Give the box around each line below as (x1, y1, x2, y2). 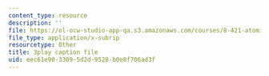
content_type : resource (8, 11, 88, 20)
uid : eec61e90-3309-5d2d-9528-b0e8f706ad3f (8, 56, 156, 64)
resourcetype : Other (8, 41, 78, 49)
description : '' (8, 19, 62, 27)
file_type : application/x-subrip (8, 33, 120, 42)
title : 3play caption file (8, 48, 98, 56)
